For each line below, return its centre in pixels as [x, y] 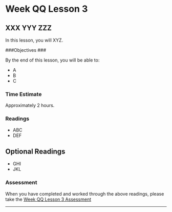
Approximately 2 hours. [30, 105]
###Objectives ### [26, 50]
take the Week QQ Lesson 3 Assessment [48, 199]
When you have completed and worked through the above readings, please [85, 194]
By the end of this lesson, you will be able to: [52, 60]
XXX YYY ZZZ [29, 28]
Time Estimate [24, 94]
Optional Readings [35, 151]
